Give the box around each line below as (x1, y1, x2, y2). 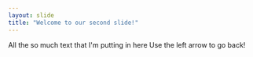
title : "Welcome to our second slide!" (8, 19, 139, 27)
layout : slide (8, 11, 55, 20)
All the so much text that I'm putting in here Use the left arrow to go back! (8, 40, 246, 49)
